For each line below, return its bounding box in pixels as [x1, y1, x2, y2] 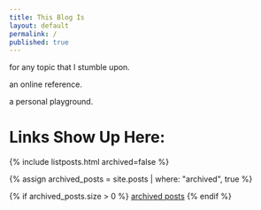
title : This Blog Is [9, 12, 86, 22]
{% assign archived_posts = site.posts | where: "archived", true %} [9, 174, 253, 184]
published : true [9, 37, 69, 47]
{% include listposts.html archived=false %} [9, 157, 170, 167]
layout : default [9, 21, 69, 30]
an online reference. [9, 79, 82, 89]
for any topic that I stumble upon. [9, 62, 130, 73]
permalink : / [9, 29, 58, 38]
